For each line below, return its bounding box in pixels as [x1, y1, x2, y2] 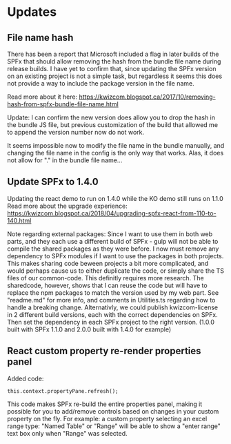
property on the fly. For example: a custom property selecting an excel [7, 414, 208, 423]
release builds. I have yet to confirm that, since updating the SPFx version [7, 65, 217, 73]
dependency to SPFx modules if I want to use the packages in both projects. [7, 251, 224, 260]
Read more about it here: [7, 93, 78, 101]
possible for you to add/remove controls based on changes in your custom [7, 407, 219, 415]
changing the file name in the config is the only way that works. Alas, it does [7, 149, 224, 157]
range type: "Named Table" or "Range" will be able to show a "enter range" [7, 422, 221, 430]
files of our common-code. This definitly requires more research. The [7, 273, 205, 282]
